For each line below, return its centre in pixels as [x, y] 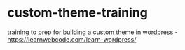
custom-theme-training [78, 13]
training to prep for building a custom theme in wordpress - [93, 32]
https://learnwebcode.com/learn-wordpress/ [72, 39]
